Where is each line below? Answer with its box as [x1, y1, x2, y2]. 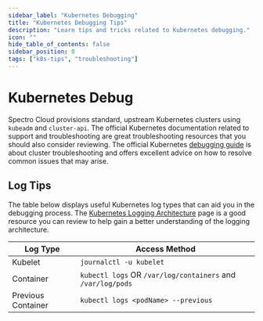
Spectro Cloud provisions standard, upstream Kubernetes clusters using [8, 114, 241, 124]
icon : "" [8, 33, 37, 41]
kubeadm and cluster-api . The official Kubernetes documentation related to [8, 123, 250, 132]
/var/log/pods [80, 279, 133, 288]
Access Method [135, 243, 196, 254]
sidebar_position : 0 [8, 48, 76, 56]
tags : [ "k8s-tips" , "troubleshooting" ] [8, 56, 139, 63]
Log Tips [8, 179, 52, 193]
